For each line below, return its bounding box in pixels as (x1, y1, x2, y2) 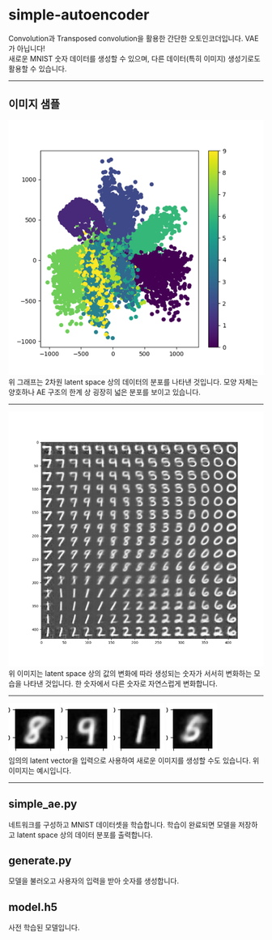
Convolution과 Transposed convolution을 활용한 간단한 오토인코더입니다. (8, 33, 244, 43)
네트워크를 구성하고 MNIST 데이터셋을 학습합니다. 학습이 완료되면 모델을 (8, 819, 237, 829)
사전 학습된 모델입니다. (8, 923, 80, 933)
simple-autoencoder (8, 6, 150, 24)
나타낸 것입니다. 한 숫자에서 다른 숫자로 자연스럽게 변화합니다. (23, 678, 219, 688)
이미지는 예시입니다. (8, 765, 71, 775)
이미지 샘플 (8, 97, 61, 111)
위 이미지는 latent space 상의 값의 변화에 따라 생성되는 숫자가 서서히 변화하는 (8, 668, 253, 678)
